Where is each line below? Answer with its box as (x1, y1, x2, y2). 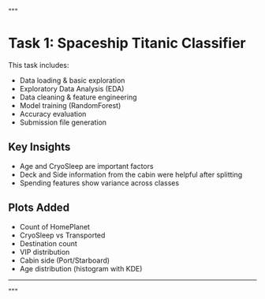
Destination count (19, 238, 77, 248)
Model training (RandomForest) (19, 100, 121, 110)
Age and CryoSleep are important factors (19, 161, 154, 170)
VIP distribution (19, 247, 70, 256)
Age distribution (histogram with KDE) (19, 263, 143, 273)
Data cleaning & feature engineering (19, 92, 137, 102)
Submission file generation (19, 118, 107, 127)
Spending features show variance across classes (19, 178, 180, 188)
